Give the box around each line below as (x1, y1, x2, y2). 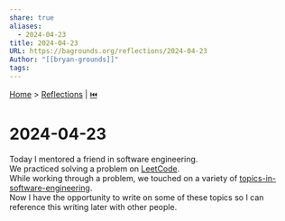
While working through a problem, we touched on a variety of (9, 172, 238, 183)
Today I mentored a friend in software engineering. (9, 153, 198, 164)
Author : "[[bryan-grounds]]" (9, 55, 119, 64)
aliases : (9, 22, 42, 31)
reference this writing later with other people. (9, 201, 178, 212)
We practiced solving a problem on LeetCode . (9, 163, 180, 174)
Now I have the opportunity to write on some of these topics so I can (9, 191, 264, 203)
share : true (9, 13, 54, 23)
